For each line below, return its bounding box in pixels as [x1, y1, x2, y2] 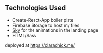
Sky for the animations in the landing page [12, 27, 99, 33]
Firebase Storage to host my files [12, 22, 80, 28]
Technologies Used [5, 4, 66, 12]
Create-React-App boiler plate [12, 17, 74, 23]
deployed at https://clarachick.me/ [5, 42, 75, 48]
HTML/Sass [12, 32, 36, 38]
